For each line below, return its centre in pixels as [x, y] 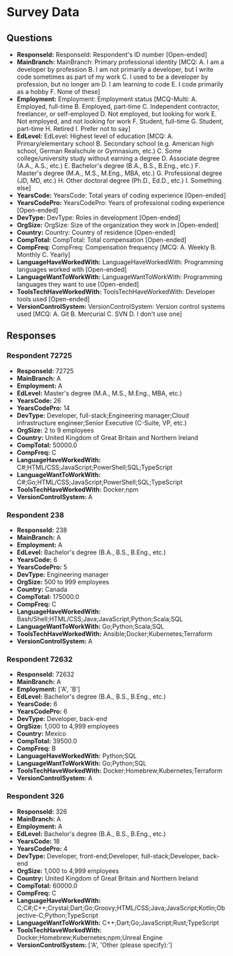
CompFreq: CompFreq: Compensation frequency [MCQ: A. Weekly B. [116, 247]
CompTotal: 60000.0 [47, 886]
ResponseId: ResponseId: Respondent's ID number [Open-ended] [112, 54]
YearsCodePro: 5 [42, 567]
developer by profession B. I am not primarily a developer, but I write [115, 69]
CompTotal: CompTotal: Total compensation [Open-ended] [102, 240]
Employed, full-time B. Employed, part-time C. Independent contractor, [118, 106]
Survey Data [43, 12]
